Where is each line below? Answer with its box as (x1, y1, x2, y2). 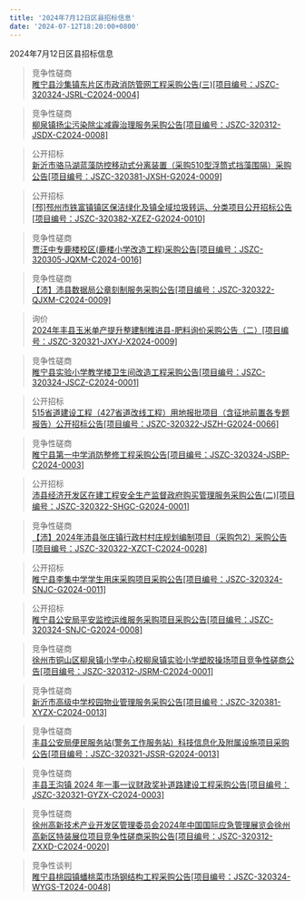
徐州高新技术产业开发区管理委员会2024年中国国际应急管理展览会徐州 (31, 819, 290, 830)
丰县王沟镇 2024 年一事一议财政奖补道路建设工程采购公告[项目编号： (31, 779, 290, 790)
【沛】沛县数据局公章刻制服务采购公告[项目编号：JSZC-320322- (31, 284, 275, 295)
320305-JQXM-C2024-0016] (31, 254, 143, 265)
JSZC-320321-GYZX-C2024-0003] (31, 789, 165, 800)
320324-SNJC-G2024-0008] (31, 624, 143, 635)
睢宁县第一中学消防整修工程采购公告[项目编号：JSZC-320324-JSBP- (31, 449, 290, 460)
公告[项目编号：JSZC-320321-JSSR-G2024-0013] (31, 748, 220, 759)
